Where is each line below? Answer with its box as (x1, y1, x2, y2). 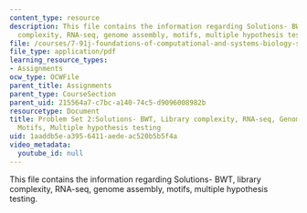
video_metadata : (9, 140, 71, 149)
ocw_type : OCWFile (9, 73, 79, 82)
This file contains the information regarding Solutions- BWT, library (9, 174, 262, 185)
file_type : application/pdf (9, 47, 117, 56)
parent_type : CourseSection (9, 89, 117, 98)
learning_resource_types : (9, 56, 108, 65)
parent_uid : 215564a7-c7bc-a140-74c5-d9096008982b (9, 97, 206, 107)
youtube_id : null (17, 148, 84, 157)
